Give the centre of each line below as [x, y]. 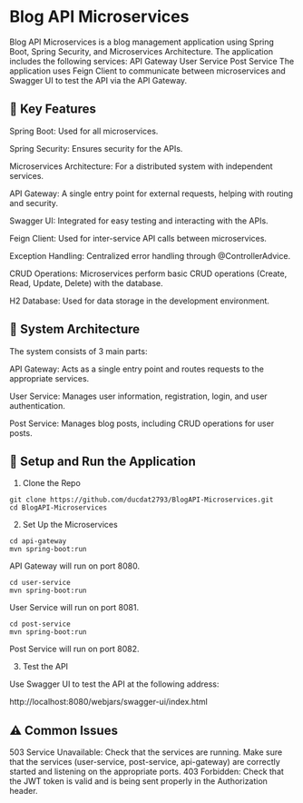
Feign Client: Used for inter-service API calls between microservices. [138, 238]
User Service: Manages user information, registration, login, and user [138, 396]
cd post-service [40, 624]
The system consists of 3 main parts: [78, 351]
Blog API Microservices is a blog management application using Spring [142, 42]
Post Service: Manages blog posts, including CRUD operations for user [142, 423]
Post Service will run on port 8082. [74, 649]
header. [24, 791]
